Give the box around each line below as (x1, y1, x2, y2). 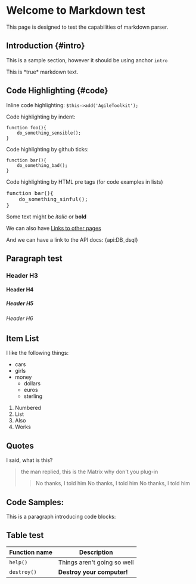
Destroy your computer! (58, 568, 128, 576)
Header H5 (6, 300, 34, 307)
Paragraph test (6, 253, 63, 263)
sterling (23, 393, 43, 400)
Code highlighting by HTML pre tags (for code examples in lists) (6, 178, 163, 185)
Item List (6, 333, 39, 344)
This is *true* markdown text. (6, 68, 79, 75)
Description (79, 548, 113, 556)
